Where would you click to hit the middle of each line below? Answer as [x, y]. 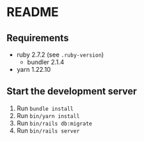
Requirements [38, 38]
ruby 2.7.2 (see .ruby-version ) [60, 54]
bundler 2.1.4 [46, 62]
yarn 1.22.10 [34, 69]
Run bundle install [45, 108]
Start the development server [72, 91]
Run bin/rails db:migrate [54, 123]
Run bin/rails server [48, 131]
